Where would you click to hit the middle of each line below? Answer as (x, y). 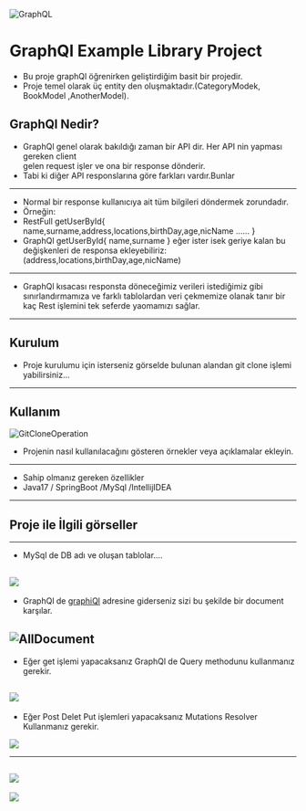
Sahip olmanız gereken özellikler (83, 478)
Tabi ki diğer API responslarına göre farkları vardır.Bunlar (128, 175)
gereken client (50, 156)
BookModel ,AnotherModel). (76, 95)
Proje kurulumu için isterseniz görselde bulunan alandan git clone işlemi (157, 364)
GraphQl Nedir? (55, 125)
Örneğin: (39, 211)
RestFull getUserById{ (64, 221)
